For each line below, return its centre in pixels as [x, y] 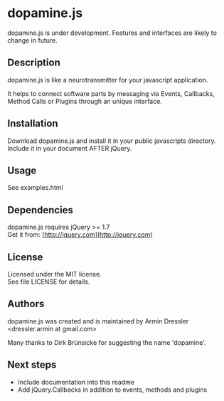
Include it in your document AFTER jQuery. [70, 148]
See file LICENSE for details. [49, 282]
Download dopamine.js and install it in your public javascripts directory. [112, 141]
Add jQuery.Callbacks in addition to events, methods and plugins [112, 390]
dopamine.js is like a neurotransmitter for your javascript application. [108, 80]
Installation [33, 123]
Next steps [32, 365]
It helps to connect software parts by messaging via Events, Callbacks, [111, 93]
